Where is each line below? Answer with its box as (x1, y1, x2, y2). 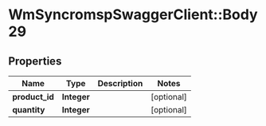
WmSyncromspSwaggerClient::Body (8, 6, 258, 24)
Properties (8, 54, 62, 68)
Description (97, 78, 143, 89)
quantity (12, 104, 45, 115)
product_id (12, 92, 54, 102)
